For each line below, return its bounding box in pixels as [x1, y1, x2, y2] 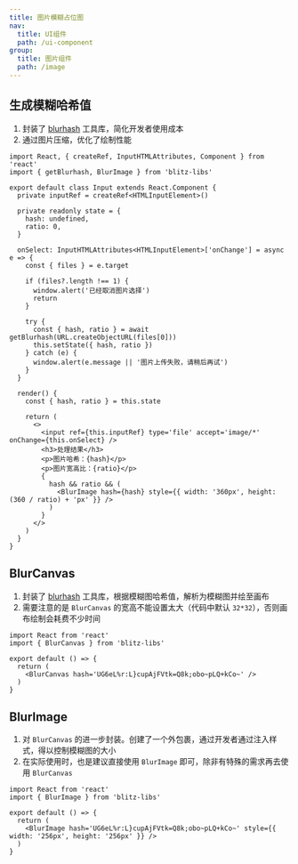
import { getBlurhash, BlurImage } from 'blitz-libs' [9, 167, 213, 176]
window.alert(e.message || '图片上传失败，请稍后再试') [32, 358, 229, 367]
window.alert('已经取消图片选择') [32, 286, 150, 295]
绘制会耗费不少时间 [29, 613, 101, 624]
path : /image [17, 63, 66, 72]
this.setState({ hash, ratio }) [32, 340, 153, 350]
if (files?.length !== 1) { [25, 277, 129, 286]
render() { [17, 389, 58, 398]
